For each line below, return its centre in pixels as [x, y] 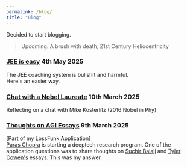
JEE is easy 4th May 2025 [45, 62]
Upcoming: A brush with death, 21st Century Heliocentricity [95, 46]
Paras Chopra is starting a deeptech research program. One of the [89, 145]
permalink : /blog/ [29, 12]
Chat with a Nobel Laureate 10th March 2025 [73, 97]
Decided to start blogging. [39, 34]
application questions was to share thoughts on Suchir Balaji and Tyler [93, 151]
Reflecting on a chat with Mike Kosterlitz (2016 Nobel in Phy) [81, 110]
